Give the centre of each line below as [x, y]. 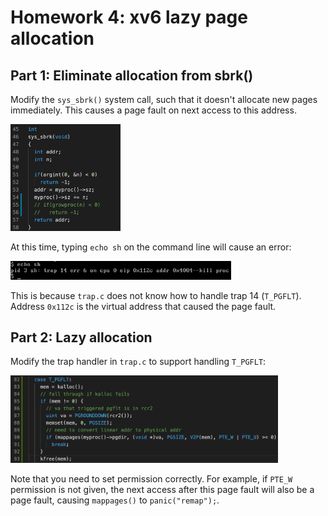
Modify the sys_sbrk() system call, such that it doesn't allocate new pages [164, 99]
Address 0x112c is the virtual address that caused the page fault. [143, 306]
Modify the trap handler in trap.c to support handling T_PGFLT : [138, 362]
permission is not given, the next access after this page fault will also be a [162, 489]
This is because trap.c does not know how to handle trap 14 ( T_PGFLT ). [156, 295]
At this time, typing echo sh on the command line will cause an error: [151, 247]
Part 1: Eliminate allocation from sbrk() [132, 75]
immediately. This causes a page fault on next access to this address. [153, 110]
